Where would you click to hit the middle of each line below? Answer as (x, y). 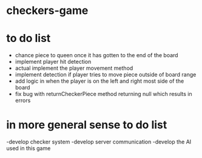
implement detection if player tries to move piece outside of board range (106, 75)
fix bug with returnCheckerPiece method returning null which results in (103, 94)
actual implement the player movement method (74, 68)
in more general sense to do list (87, 125)
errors (23, 100)
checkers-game (47, 11)
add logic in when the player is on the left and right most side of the (99, 81)
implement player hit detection (53, 62)
